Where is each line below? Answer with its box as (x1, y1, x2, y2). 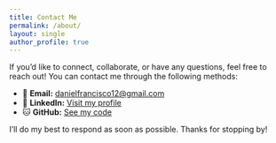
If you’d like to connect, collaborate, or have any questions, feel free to (9, 62, 268, 72)
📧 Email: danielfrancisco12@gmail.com (21, 88, 165, 99)
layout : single (9, 29, 66, 38)
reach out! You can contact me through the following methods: (9, 71, 238, 82)
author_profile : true (9, 37, 90, 47)
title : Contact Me (9, 12, 77, 22)
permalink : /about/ (9, 21, 82, 30)
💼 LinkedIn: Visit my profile (21, 98, 122, 109)
